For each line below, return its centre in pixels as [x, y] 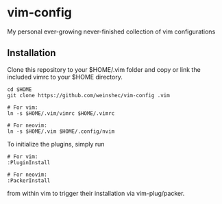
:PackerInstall [29, 180]
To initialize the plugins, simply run [56, 144]
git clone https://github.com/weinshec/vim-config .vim [88, 95]
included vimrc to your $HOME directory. [65, 77]
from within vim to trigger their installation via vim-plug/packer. [96, 193]
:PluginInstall [29, 162]
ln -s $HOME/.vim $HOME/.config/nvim [61, 131]
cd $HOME [20, 89]
